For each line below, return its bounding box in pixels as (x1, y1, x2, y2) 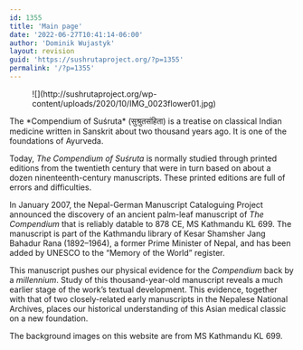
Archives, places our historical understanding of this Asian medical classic (9, 303, 287, 314)
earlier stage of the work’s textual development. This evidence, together (9, 284, 278, 295)
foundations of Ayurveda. (9, 135, 104, 146)
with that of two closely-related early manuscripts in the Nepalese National (9, 293, 289, 304)
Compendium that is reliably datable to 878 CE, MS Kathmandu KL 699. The (9, 218, 292, 229)
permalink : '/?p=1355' (9, 64, 95, 73)
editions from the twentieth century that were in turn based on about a (9, 162, 271, 173)
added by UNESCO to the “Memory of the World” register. (9, 247, 225, 258)
